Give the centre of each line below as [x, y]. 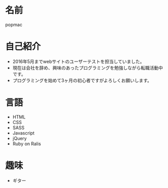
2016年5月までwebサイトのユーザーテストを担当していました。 [78, 61]
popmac [14, 24]
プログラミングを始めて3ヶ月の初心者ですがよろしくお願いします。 [82, 80]
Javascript [23, 133]
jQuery [19, 138]
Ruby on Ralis [27, 144]
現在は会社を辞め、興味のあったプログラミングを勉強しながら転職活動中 [88, 68]
